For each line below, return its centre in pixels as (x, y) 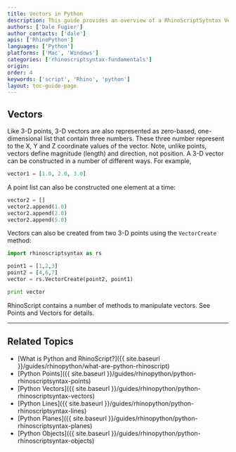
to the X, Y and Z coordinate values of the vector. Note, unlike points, (107, 146)
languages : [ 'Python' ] (40, 46)
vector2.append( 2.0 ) (38, 213)
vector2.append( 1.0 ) (38, 207)
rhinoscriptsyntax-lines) (52, 411)
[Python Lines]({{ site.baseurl (60, 403)
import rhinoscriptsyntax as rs (54, 254)
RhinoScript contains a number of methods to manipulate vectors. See (109, 305)
